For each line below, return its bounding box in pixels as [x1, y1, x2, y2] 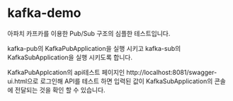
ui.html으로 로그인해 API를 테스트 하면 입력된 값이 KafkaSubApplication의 [7, 76, 213, 85]
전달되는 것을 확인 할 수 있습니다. [14, 85, 106, 94]
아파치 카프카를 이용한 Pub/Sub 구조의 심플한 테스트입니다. [7, 29, 171, 37]
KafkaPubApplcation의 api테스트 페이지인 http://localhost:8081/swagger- [7, 68, 217, 76]
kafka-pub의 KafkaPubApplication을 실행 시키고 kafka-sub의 [7, 44, 181, 52]
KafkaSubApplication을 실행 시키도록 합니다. [7, 53, 133, 61]
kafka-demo [7, 5, 81, 21]
